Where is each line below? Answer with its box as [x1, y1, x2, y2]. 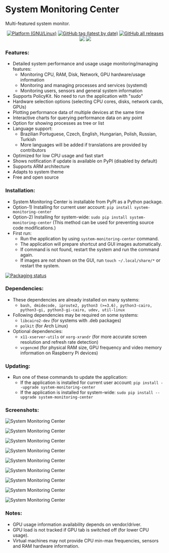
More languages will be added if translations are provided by [20, 142, 147, 148]
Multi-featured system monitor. [5, 20, 70, 26]
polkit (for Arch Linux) [20, 322, 69, 329]
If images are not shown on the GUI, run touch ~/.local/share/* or [20, 257, 161, 263]
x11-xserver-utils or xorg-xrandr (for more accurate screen [20, 334, 147, 340]
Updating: [5, 363, 30, 370]
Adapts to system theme [12, 169, 64, 175]
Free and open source [12, 174, 59, 180]
